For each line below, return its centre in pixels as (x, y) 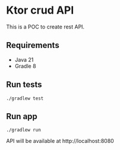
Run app (22, 116)
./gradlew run (24, 130)
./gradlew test (25, 98)
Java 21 (24, 59)
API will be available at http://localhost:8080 (60, 141)
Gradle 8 (26, 66)
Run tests (24, 84)
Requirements (33, 45)
